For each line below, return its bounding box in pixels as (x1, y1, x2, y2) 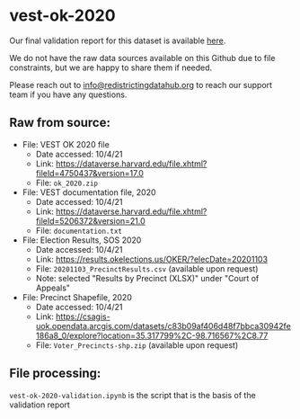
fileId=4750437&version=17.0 (35, 167, 144, 178)
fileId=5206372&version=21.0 (35, 215, 146, 226)
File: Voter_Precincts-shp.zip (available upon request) (35, 339, 239, 351)
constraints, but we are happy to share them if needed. (9, 62, 213, 73)
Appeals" (35, 282, 70, 293)
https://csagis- (55, 311, 110, 322)
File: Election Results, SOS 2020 (22, 235, 142, 245)
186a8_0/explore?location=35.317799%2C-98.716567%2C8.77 (35, 330, 269, 341)
